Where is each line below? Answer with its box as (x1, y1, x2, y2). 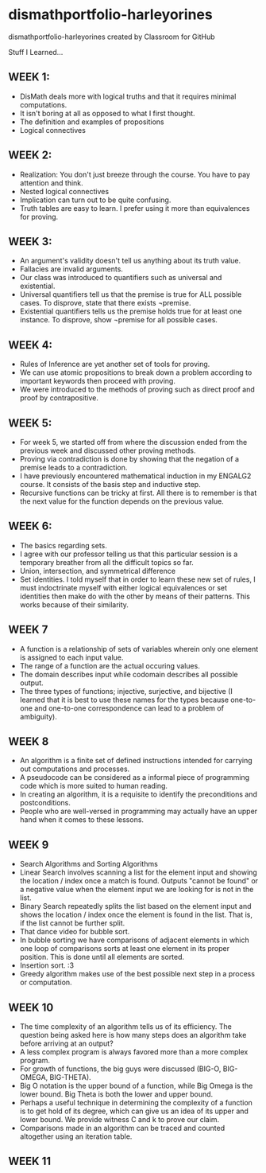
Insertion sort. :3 (19, 961, 74, 970)
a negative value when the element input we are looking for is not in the (19, 885, 254, 894)
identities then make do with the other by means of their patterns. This (19, 591, 250, 601)
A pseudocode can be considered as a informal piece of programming (19, 773, 250, 782)
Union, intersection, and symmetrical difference (19, 566, 176, 575)
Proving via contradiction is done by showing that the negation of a (19, 454, 240, 463)
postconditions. (19, 798, 71, 808)
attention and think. (19, 177, 83, 188)
